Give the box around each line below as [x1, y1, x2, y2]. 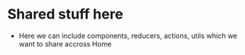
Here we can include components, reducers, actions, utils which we [18, 31, 238, 40]
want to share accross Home [18, 39, 112, 48]
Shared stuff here [7, 5, 124, 23]
